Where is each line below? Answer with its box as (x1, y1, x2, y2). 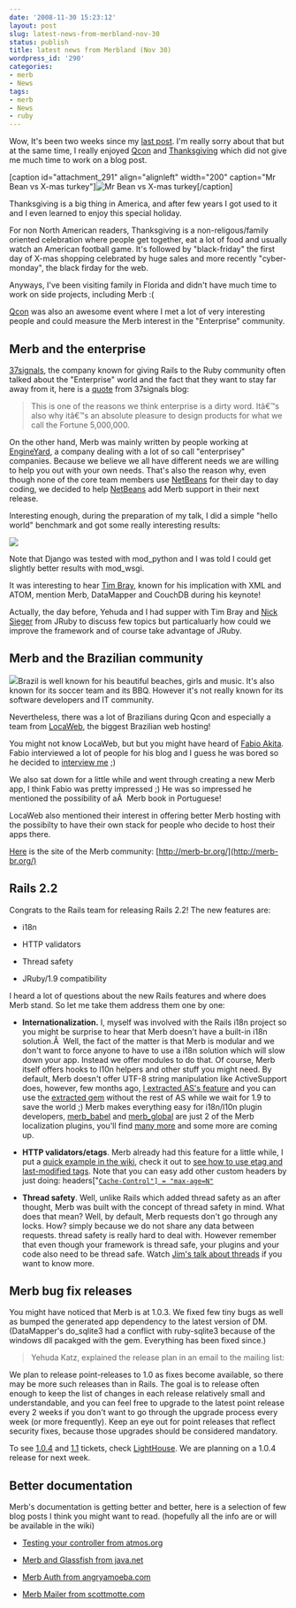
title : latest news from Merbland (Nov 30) (9, 46, 172, 55)
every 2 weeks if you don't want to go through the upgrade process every (9, 1407, 278, 1418)
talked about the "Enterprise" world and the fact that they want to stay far (9, 373, 277, 385)
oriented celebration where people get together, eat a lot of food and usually (9, 235, 287, 245)
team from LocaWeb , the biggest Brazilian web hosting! (9, 720, 211, 731)
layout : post (9, 21, 57, 30)
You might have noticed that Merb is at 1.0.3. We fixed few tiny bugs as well (9, 1307, 284, 1318)
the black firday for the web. (45, 263, 148, 273)
